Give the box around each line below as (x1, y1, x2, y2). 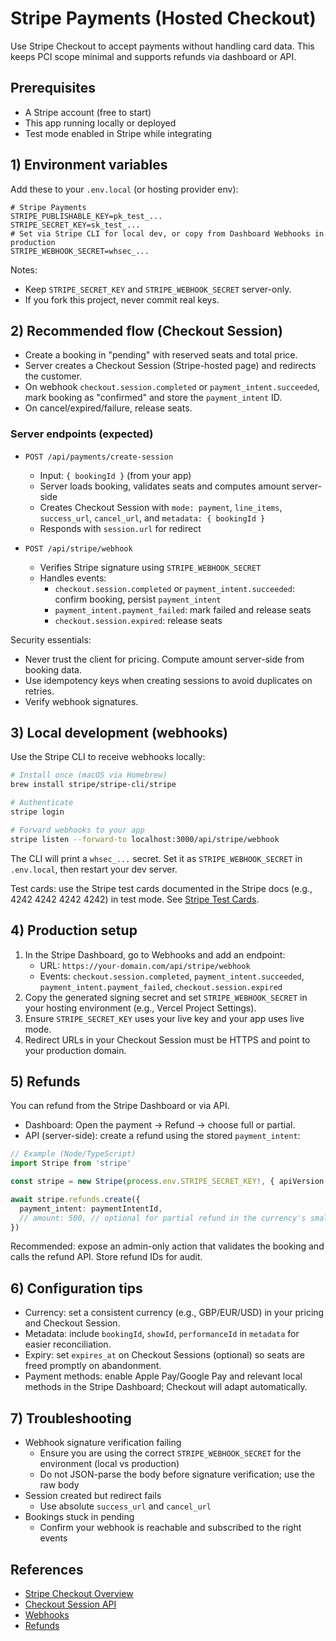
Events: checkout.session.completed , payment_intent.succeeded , (39, 970, 305, 982)
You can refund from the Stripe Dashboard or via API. (10, 1100, 230, 1112)
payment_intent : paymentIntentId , (19, 1203, 163, 1214)
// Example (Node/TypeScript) (10, 1149, 137, 1159)
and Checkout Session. (24, 1317, 121, 1329)
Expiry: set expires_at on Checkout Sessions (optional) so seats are (24, 1349, 305, 1361)
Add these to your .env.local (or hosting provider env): (10, 183, 239, 195)
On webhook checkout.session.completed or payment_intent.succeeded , (24, 381, 320, 393)
